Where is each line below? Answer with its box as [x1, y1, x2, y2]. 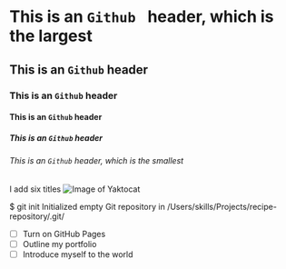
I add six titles [9, 184, 62, 194]
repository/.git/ [9, 211, 65, 222]
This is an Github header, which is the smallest [9, 155, 184, 166]
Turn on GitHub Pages [22, 228, 106, 239]
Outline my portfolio [22, 238, 97, 249]
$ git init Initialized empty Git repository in [9, 201, 165, 212]
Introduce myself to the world [22, 248, 133, 260]
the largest [9, 25, 93, 46]
